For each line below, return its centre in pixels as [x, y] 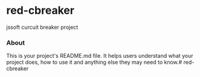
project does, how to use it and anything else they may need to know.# [94, 62]
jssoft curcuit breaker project [42, 27]
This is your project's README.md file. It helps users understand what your [100, 56]
